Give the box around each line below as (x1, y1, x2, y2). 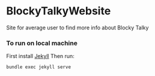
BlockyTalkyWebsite (6, 4, 111, 18)
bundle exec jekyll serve (6, 64, 71, 70)
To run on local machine (6, 39, 78, 47)
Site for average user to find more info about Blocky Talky (6, 24, 149, 31)
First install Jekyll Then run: (6, 53, 75, 60)
